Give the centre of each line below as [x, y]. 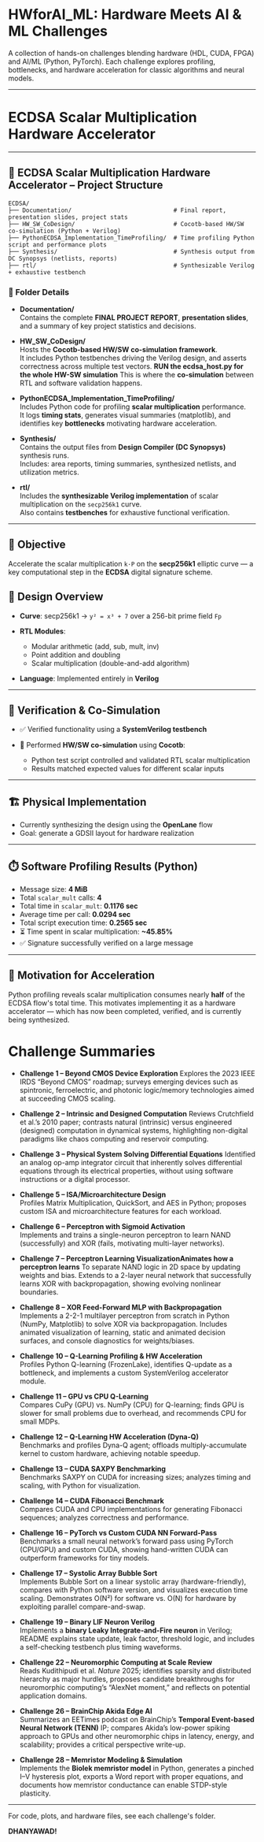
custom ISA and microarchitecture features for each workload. [121, 1211]
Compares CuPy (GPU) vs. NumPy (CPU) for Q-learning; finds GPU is [132, 1405]
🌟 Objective [37, 545]
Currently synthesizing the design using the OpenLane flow [116, 825]
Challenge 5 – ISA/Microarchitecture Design [93, 1194]
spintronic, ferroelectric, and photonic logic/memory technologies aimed [137, 1090]
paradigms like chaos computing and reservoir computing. [114, 1138]
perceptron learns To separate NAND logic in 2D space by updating [130, 1267]
